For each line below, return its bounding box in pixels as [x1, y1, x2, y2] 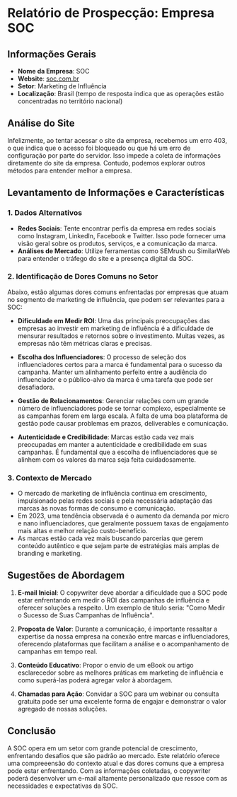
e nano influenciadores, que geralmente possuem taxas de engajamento [17, 519, 229, 528]
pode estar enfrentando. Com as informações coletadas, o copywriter [7, 766, 211, 775]
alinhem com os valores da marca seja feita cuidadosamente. [17, 455, 197, 464]
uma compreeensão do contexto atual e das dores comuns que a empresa [7, 759, 224, 767]
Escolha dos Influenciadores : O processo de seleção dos [17, 352, 187, 361]
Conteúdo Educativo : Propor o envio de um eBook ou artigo [17, 661, 194, 669]
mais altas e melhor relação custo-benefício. [17, 527, 149, 535]
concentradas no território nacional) [17, 97, 123, 105]
